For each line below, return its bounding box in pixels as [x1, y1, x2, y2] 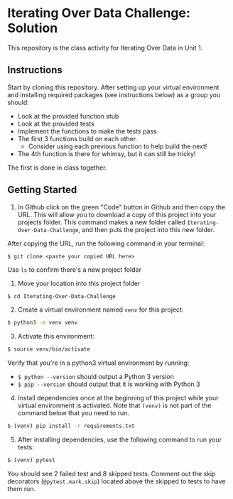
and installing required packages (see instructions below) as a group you [7, 90, 221, 99]
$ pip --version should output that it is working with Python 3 [17, 380, 200, 388]
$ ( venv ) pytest [7, 456, 55, 464]
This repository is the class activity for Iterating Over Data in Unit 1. [7, 43, 203, 52]
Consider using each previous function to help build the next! [28, 142, 207, 150]
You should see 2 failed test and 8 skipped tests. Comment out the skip [7, 469, 216, 478]
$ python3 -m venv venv [7, 319, 78, 327]
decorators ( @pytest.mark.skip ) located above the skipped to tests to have [7, 477, 226, 486]
